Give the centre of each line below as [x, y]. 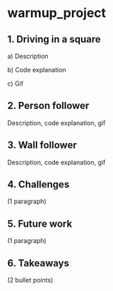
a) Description [28, 56]
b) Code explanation [37, 70]
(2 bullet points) [30, 280]
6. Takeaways [38, 263]
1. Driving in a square [54, 39]
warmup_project [57, 13]
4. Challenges [38, 184]
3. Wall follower [42, 145]
